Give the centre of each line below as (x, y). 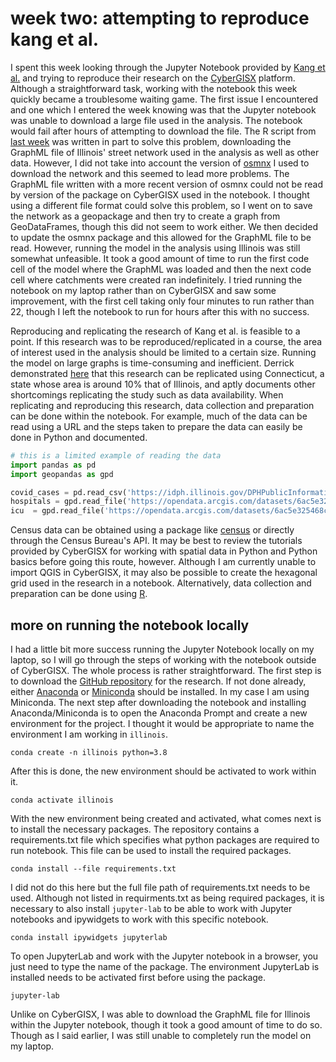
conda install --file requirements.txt (93, 869)
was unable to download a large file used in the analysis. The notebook (156, 120)
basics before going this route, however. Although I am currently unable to (163, 562)
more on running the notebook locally (130, 625)
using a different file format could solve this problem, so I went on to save (161, 205)
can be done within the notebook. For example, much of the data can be (159, 416)
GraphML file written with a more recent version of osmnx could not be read (167, 184)
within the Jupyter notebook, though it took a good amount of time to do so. (166, 1025)
